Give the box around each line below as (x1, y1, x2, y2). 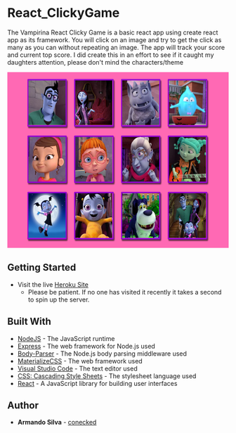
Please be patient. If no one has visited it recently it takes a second (27, 287, 222, 296)
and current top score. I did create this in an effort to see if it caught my (7, 51, 214, 59)
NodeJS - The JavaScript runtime (17, 334, 115, 342)
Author (7, 399, 39, 411)
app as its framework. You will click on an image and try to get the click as (7, 35, 222, 44)
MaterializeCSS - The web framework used (17, 356, 143, 365)
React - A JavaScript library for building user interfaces (17, 379, 178, 387)
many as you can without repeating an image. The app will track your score (7, 43, 225, 51)
